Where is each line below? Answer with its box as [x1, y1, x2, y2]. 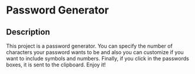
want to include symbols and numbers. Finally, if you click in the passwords [6, 55, 190, 62]
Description [6, 27, 50, 37]
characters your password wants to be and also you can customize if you [6, 49, 184, 56]
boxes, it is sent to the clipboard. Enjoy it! [6, 61, 106, 68]
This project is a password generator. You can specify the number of [6, 42, 173, 49]
